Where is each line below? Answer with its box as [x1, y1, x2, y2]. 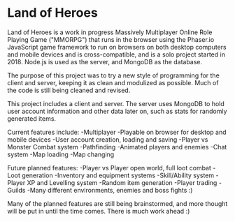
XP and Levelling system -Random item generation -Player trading [27, 178, 218, 186]
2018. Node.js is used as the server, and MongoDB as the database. [7, 57, 203, 66]
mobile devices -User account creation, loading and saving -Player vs [7, 135, 208, 144]
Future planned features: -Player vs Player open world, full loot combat [7, 163, 212, 172]
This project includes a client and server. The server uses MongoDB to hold [7, 99, 225, 108]
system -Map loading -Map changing [7, 150, 115, 158]
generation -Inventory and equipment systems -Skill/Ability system [22, 171, 215, 179]
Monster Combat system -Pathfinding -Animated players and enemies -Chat [7, 142, 227, 151]
